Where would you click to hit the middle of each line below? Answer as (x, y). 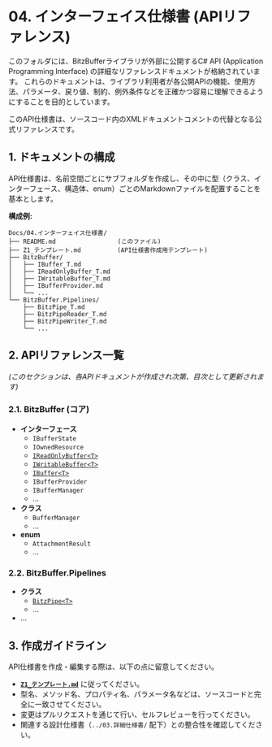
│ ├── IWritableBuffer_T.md (60, 278)
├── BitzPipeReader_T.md (65, 314)
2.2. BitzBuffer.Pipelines (58, 572)
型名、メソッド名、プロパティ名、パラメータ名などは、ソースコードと (137, 694)
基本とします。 (33, 198)
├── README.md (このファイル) (85, 241)
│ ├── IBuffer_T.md (45, 264)
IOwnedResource (58, 447)
